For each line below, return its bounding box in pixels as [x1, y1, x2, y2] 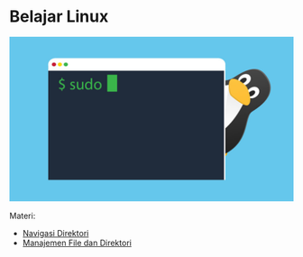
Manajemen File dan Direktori [22, 237, 133, 248]
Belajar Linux [9, 6, 109, 27]
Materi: [9, 210, 36, 221]
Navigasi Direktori [22, 227, 89, 238]
